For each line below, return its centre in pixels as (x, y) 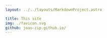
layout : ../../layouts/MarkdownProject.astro (54, 10)
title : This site (23, 19)
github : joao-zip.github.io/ (36, 28)
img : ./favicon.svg (26, 23)
